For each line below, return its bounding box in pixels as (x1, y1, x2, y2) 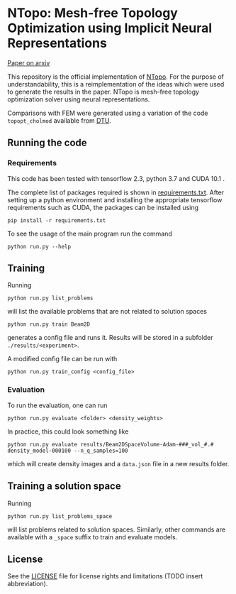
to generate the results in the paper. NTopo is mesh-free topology (7, 87, 200, 96)
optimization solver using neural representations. (7, 94, 150, 104)
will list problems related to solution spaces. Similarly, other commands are (7, 525, 225, 534)
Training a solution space (7, 480, 122, 493)
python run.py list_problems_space (7, 512, 113, 519)
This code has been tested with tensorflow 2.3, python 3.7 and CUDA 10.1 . (7, 174, 225, 182)
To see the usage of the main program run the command (7, 229, 172, 238)
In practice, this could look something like (7, 427, 129, 436)
